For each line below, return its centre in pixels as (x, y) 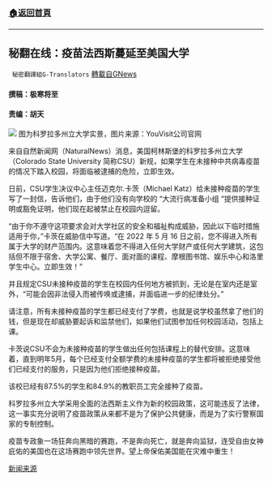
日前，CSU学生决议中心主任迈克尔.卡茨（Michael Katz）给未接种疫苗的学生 (134, 188)
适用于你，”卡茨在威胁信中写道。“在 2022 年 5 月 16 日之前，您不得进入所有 (133, 236)
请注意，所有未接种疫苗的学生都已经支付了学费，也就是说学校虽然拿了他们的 (136, 311)
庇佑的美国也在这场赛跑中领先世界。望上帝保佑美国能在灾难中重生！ (122, 451)
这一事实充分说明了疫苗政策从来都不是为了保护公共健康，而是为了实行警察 (132, 413)
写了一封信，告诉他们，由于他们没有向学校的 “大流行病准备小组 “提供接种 (131, 198)
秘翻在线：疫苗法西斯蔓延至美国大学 (99, 53)
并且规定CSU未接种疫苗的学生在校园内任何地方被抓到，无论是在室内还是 (130, 283)
